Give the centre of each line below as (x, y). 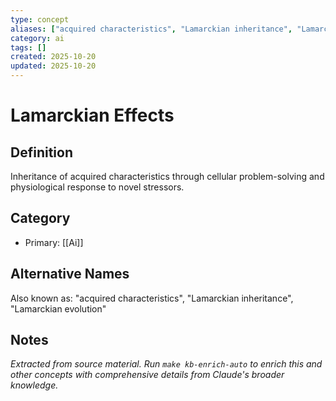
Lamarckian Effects (92, 115)
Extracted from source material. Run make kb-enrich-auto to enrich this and (166, 364)
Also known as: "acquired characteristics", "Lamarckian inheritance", (152, 298)
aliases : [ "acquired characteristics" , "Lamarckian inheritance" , (151, 29)
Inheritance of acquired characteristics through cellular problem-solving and (167, 176)
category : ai (37, 38)
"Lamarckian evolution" (58, 308)
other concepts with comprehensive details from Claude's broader (147, 375)
